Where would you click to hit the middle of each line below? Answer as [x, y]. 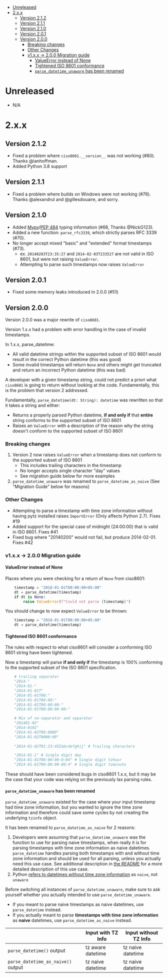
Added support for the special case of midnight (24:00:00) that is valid [85, 526]
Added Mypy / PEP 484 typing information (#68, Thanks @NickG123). [83, 227]
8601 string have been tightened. [39, 652]
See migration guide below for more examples [67, 476]
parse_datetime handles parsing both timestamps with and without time [86, 853]
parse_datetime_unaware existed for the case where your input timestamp [80, 802]
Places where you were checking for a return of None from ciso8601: [75, 578]
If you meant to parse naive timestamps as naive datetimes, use [78, 904]
